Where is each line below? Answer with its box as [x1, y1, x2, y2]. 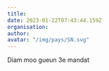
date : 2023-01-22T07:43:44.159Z [7, 17, 102, 24]
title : [7, 10, 27, 18]
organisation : [7, 23, 49, 30]
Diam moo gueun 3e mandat [7, 56, 90, 64]
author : [7, 30, 30, 37]
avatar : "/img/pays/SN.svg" [7, 37, 90, 44]
